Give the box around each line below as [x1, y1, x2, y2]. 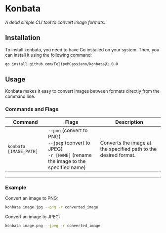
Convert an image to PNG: [5, 195, 58, 201]
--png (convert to [48, 127, 88, 134]
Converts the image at [100, 139, 152, 146]
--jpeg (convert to [48, 139, 90, 146]
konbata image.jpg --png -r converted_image [5, 205, 98, 210]
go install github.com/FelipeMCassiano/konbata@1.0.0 [5, 61, 119, 67]
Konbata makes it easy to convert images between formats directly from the [5, 88, 160, 94]
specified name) [48, 164, 86, 171]
